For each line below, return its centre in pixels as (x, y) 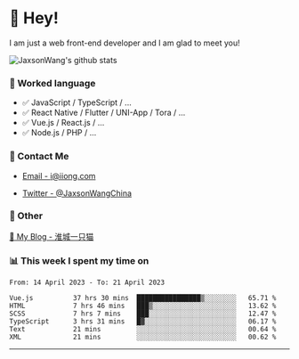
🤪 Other (26, 216)
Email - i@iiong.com (59, 175)
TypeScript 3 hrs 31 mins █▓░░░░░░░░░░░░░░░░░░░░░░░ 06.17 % (143, 322)
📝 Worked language (53, 83)
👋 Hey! (34, 18)
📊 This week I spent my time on (79, 260)
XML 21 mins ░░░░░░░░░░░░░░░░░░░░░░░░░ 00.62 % (143, 338)
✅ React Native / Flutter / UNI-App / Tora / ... (104, 113)
